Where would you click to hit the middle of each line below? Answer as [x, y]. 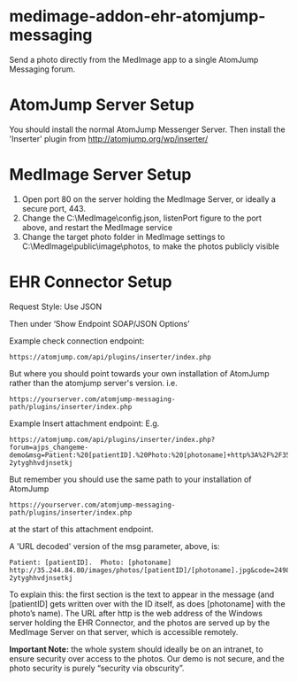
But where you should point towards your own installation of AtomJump [139, 373]
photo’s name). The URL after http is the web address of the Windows [136, 613]
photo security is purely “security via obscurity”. [97, 668]
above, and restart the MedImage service [97, 227]
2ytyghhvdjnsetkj [41, 577]
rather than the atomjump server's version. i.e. [94, 383]
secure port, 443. [54, 208]
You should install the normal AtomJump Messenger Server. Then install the [147, 129]
